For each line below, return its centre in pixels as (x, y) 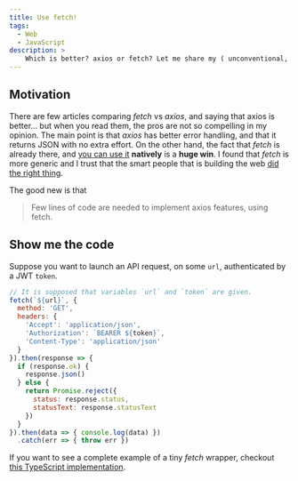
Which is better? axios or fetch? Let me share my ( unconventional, (157, 59)
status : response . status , (81, 399)
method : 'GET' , (45, 309)
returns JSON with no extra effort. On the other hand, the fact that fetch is (145, 144)
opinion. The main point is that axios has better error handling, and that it (143, 135)
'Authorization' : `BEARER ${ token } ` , (95, 333)
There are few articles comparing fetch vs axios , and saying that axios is (142, 116)
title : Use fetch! (43, 17)
